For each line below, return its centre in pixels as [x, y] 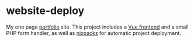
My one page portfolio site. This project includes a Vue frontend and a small [97, 27]
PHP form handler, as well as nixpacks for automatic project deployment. [93, 33]
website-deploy [45, 11]
